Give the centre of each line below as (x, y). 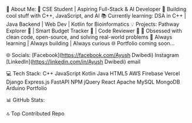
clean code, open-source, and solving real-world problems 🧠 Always (89, 37)
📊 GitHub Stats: (26, 100)
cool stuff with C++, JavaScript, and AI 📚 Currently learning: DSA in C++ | (96, 16)
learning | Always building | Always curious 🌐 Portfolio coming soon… (90, 43)
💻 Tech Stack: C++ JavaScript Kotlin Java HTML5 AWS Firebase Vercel (93, 73)
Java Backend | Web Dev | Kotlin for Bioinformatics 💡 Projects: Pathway (93, 24)
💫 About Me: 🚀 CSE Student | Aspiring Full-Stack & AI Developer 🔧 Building (96, 9)
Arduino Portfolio (26, 88)
